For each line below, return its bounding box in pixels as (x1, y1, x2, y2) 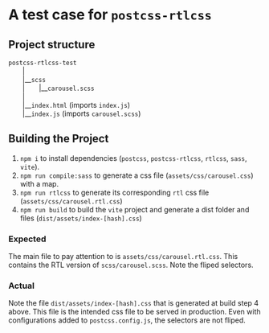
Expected (8, 233, 47, 245)
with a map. (19, 179, 59, 188)
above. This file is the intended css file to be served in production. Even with (8, 307, 261, 317)
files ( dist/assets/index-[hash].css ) (19, 213, 142, 223)
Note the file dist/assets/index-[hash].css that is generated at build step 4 (8, 298, 259, 308)
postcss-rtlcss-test (8, 59, 78, 67)
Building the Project (8, 132, 109, 146)
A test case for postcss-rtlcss (8, 6, 213, 24)
